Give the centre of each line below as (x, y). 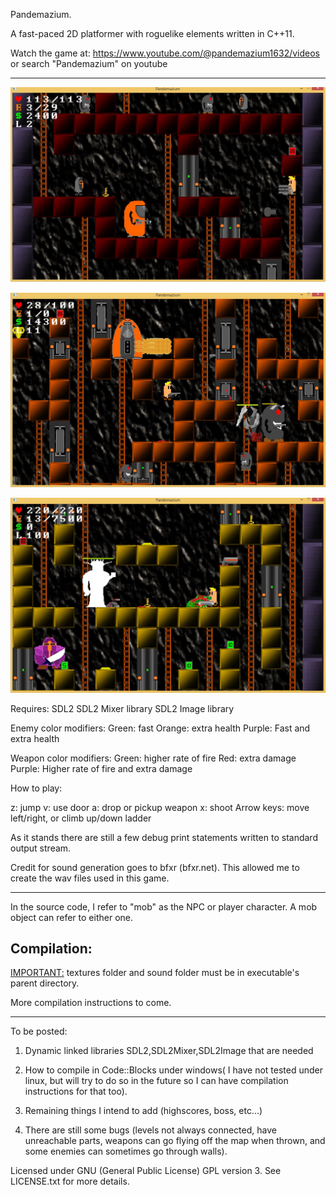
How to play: (36, 788)
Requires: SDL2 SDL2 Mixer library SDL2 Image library (122, 708)
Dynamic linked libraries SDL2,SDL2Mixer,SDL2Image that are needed (169, 1051)
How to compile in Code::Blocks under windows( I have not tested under (173, 1070)
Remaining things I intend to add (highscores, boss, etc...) (143, 1111)
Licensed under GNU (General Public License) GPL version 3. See (146, 1171)
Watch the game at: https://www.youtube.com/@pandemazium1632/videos (165, 53)
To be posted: (39, 1031)
